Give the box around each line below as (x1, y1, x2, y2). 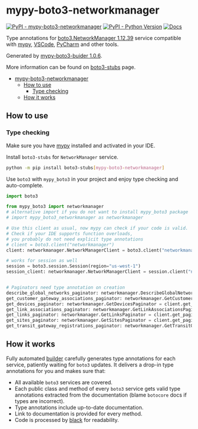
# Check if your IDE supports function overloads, (6, 230, 133, 236)
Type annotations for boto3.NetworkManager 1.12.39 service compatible (6, 34, 181, 41)
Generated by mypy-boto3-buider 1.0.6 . (6, 52, 103, 59)
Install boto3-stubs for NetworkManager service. (6, 153, 119, 160)
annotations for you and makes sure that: (6, 367, 106, 374)
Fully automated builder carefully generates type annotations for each (6, 355, 176, 362)
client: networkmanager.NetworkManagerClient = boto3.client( (6, 247, 162, 253)
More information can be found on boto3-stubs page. (6, 63, 136, 71)
